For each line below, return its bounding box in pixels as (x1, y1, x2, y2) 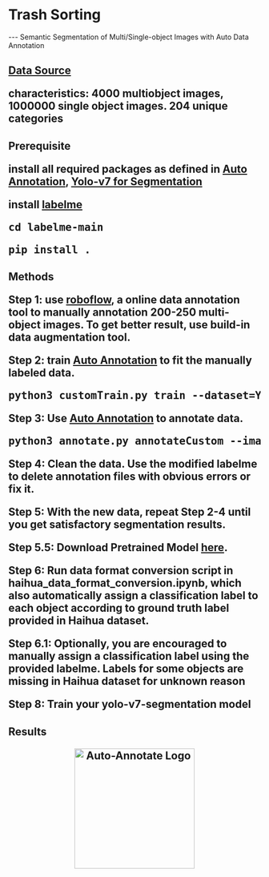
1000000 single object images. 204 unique (8, 99, 228, 113)
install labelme (8, 198, 82, 211)
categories (8, 112, 64, 126)
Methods (8, 270, 54, 284)
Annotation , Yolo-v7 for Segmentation (8, 175, 203, 188)
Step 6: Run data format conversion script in (8, 564, 234, 577)
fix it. (8, 482, 34, 496)
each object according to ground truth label (8, 601, 230, 615)
